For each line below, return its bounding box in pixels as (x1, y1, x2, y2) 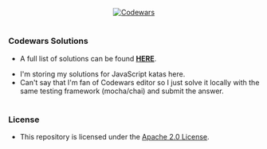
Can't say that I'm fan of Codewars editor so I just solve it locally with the (19, 77, 260, 87)
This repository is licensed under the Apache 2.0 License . (19, 132, 210, 142)
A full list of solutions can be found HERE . (19, 53, 157, 63)
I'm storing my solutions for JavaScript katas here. (19, 69, 186, 79)
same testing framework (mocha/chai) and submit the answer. (19, 86, 225, 96)
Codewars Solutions (8, 36, 89, 47)
